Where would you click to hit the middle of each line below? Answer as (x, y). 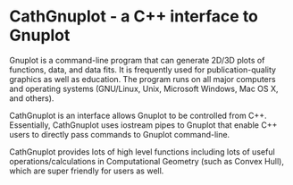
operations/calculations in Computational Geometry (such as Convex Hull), (146, 161)
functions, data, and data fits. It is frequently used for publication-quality (143, 70)
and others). (32, 98)
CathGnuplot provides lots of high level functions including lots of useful (142, 151)
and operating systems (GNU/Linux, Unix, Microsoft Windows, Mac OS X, (144, 88)
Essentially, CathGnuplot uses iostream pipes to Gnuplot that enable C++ (143, 125)
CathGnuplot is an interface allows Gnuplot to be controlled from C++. (138, 115)
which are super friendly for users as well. (87, 171)
